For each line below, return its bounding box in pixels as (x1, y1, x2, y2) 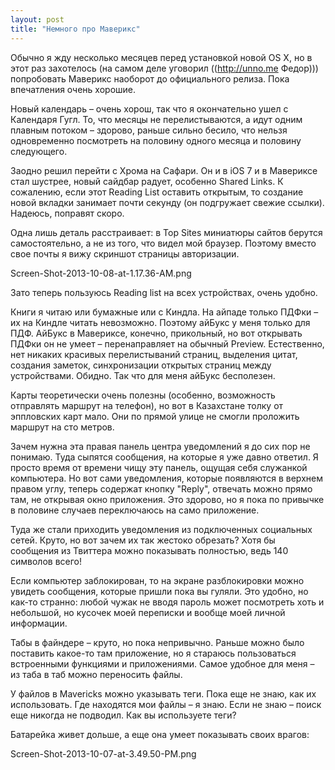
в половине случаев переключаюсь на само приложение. (10, 504, 260, 516)
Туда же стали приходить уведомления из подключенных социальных (10, 523, 313, 535)
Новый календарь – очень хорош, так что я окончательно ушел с (10, 102, 289, 115)
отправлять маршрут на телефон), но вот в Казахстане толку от (10, 399, 284, 411)
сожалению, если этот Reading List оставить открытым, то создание (10, 186, 304, 198)
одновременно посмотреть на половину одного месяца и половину (10, 134, 302, 146)
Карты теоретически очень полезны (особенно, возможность (10, 389, 276, 401)
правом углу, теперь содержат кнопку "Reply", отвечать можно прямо (10, 482, 313, 495)
